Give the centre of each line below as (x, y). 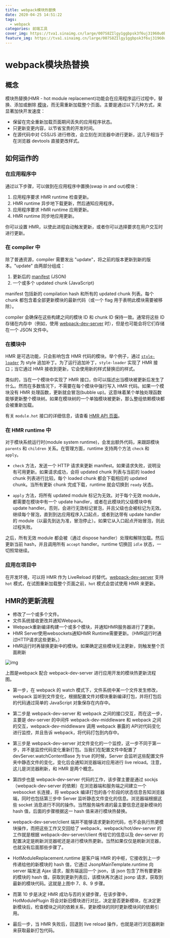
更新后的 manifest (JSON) (39, 276)
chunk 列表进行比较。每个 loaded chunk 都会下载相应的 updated (80, 478)
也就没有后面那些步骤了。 (39, 847)
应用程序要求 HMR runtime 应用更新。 (52, 210)
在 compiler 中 (23, 248)
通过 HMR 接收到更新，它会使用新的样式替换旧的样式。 (80, 369)
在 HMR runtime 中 (28, 430)
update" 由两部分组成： (40, 266)
